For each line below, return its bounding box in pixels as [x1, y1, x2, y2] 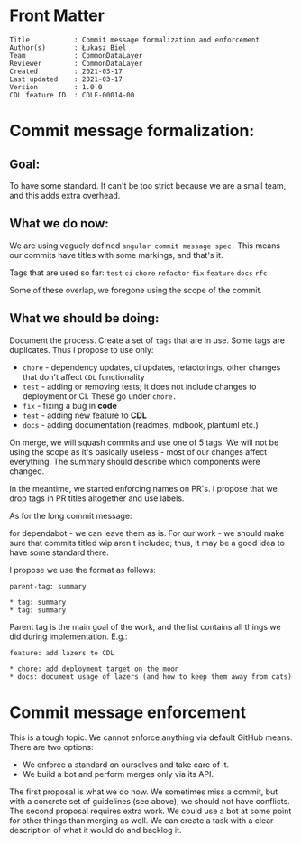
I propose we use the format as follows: [9, 564, 156, 575]
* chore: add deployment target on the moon [9, 664, 179, 673]
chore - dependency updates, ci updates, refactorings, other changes [22, 362, 281, 373]
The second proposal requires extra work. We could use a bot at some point [9, 805, 292, 816]
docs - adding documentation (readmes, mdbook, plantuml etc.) [22, 419, 259, 430]
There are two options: [9, 741, 94, 752]
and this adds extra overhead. [9, 190, 121, 200]
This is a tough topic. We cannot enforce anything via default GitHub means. [9, 732, 293, 743]
